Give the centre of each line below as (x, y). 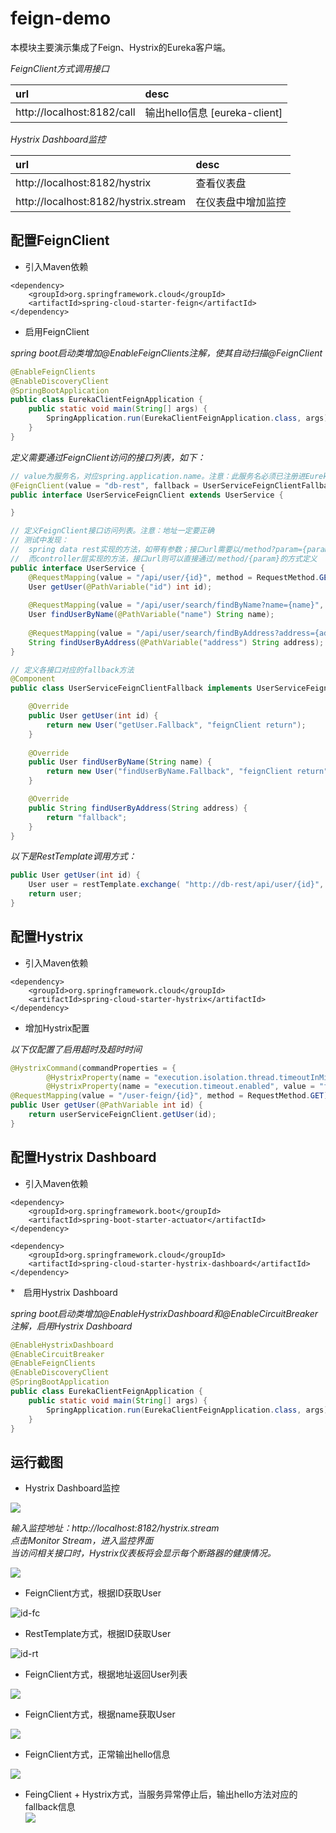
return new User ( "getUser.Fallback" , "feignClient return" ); (176, 725)
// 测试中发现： (39, 540)
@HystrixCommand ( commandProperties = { (93, 1068)
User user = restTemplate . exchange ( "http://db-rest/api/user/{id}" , (176, 885)
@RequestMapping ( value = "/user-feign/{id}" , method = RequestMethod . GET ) (169, 1096)
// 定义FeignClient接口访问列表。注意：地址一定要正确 (112, 531)
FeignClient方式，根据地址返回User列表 (106, 1674)
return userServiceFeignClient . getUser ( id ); (122, 1115)
